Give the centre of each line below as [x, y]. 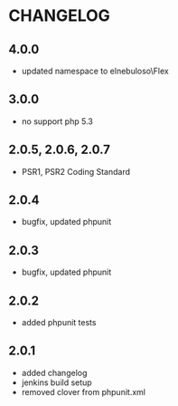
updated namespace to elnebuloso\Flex [95, 71]
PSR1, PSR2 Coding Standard [75, 171]
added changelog [54, 372]
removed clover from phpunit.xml [84, 391]
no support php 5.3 [57, 121]
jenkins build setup [56, 382]
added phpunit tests [59, 323]
